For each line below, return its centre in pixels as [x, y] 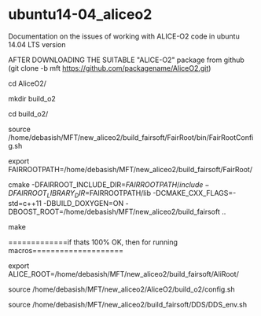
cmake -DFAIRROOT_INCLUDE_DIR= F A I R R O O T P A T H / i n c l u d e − [109, 184]
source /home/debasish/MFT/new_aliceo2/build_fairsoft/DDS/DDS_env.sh [128, 304]
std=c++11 [25, 203]
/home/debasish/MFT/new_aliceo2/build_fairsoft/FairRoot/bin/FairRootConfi [131, 137]
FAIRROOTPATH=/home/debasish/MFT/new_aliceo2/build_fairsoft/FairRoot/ [130, 169]
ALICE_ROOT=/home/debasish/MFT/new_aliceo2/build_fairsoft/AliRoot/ [124, 274]
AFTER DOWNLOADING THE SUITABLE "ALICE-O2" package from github [127, 60]
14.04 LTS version [37, 44]
